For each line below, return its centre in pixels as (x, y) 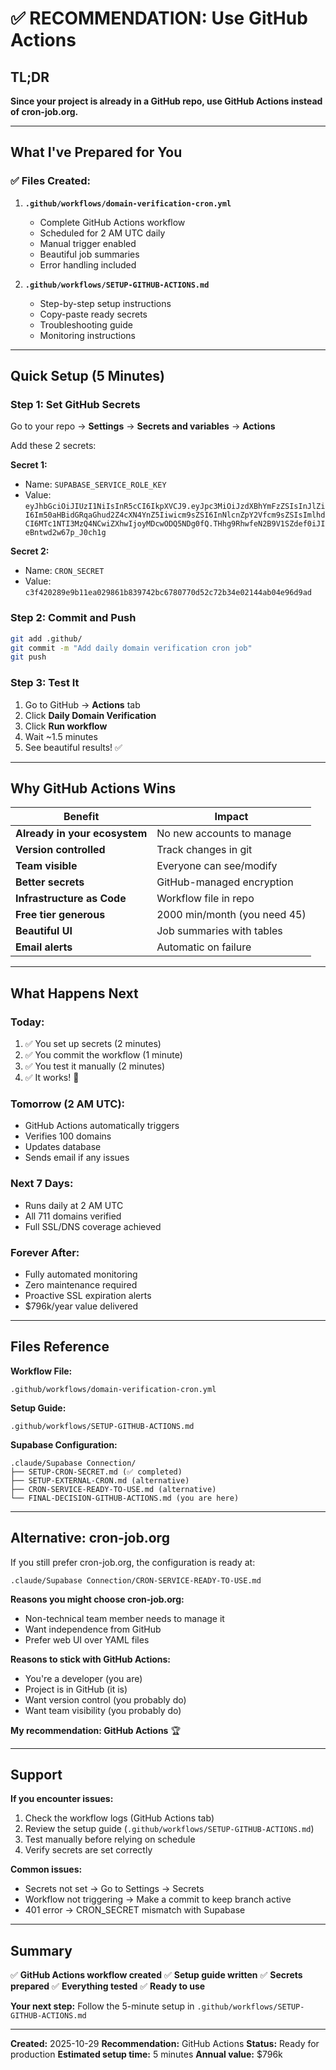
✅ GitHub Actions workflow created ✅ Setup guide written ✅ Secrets (156, 1975)
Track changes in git (204, 850)
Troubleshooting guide (86, 324)
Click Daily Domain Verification (90, 715)
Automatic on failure (204, 947)
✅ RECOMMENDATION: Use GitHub (159, 18)
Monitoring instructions (87, 335)
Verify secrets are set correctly (88, 1850)
